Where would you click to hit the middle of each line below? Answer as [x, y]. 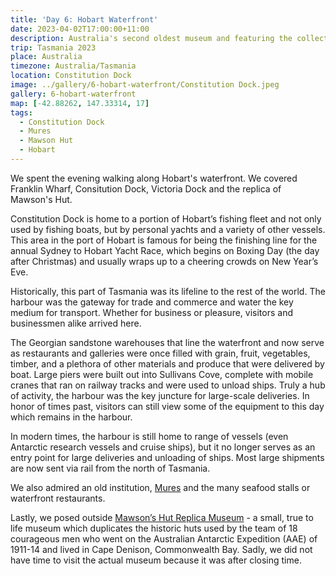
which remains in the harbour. [71, 417]
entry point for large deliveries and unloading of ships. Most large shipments [167, 457]
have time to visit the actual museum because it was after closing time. [156, 560]
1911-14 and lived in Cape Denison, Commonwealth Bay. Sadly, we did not [161, 549]
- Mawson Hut [46, 141]
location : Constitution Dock [71, 76]
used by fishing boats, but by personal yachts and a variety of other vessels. [168, 229]
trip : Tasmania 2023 [53, 47]
